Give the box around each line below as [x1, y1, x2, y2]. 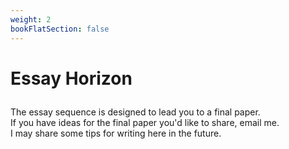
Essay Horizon [10, 67, 133, 90]
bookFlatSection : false [10, 24, 110, 34]
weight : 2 [10, 14, 52, 25]
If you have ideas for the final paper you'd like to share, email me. [10, 116, 280, 128]
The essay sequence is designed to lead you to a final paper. [10, 106, 261, 118]
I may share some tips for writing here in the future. [10, 127, 222, 139]
